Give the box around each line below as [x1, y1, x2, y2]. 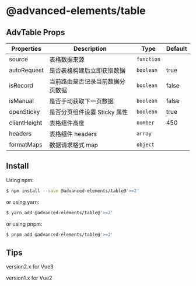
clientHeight [9, 118, 43, 127]
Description [73, 45, 107, 53]
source [9, 55, 28, 63]
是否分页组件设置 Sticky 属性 [49, 108, 128, 116]
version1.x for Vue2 [6, 274, 52, 281]
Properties [11, 45, 42, 53]
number [136, 120, 155, 126]
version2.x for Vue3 [6, 263, 54, 270]
